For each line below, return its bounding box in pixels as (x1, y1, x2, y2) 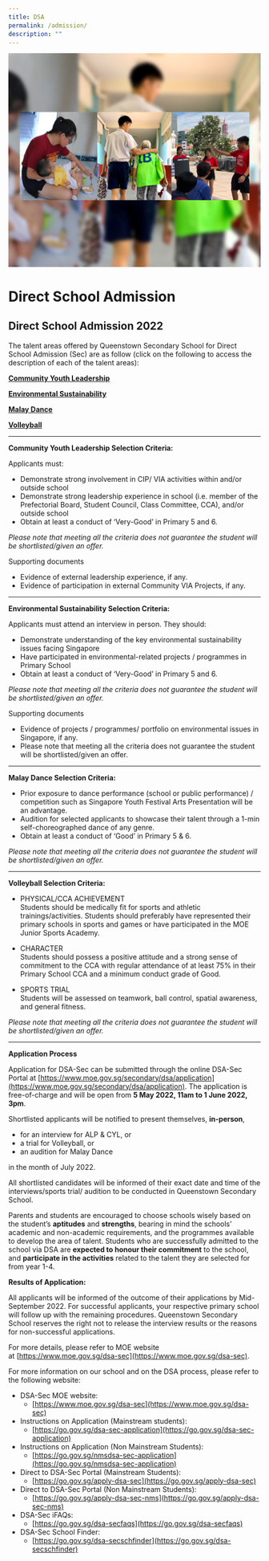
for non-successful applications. (8, 1327, 115, 1336)
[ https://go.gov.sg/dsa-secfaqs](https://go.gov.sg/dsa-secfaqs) (31, 1518, 243, 1528)
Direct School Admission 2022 (8, 320, 164, 333)
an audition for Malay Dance (19, 1147, 114, 1156)
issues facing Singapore (19, 643, 100, 653)
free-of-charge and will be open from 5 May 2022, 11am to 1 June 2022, (8, 1090, 248, 1099)
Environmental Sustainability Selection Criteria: (8, 603, 171, 613)
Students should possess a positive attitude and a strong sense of (19, 952, 238, 961)
